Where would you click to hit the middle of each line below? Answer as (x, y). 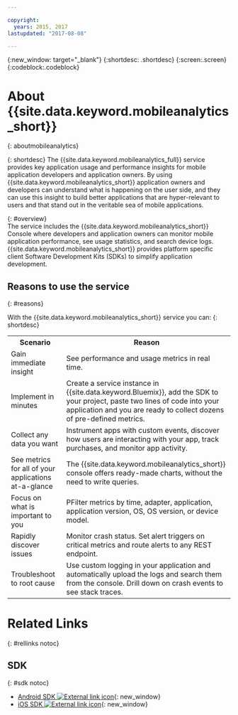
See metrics (31, 460)
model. (78, 520)
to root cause (33, 584)
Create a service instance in (113, 383)
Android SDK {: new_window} (89, 697)
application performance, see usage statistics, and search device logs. (110, 242)
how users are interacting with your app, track (143, 439)
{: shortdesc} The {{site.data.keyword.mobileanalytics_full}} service (106, 160)
